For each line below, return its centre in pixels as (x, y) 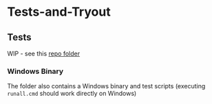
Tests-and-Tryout (59, 12)
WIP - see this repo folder (44, 53)
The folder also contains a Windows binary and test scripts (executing (106, 86)
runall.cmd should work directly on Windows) (72, 94)
